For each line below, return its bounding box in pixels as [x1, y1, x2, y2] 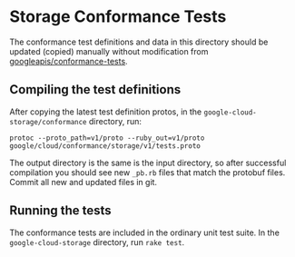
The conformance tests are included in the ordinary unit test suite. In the [9, 227, 280, 238]
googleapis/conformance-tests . [9, 55, 129, 66]
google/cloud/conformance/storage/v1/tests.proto [9, 141, 202, 151]
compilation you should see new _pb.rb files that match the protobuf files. [9, 166, 286, 178]
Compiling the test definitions [9, 82, 182, 97]
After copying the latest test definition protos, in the [9, 106, 202, 117]
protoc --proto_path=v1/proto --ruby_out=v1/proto [9, 133, 205, 143]
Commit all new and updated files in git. [9, 176, 157, 187]
